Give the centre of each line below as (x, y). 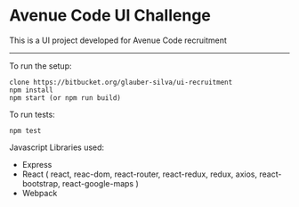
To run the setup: (41, 66)
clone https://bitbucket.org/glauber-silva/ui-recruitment (121, 82)
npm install (31, 90)
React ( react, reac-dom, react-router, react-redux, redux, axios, (140, 174)
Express (37, 164)
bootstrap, (41, 183)
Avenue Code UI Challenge (110, 16)
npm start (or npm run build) (65, 98)
